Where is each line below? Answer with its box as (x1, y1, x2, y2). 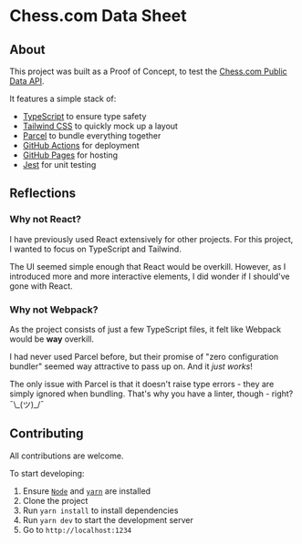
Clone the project (22, 495, 89, 506)
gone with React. (9, 280, 73, 292)
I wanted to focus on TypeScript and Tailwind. (9, 243, 182, 254)
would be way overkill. (9, 334, 94, 344)
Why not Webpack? (9, 303, 99, 315)
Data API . (9, 76, 45, 87)
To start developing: (9, 467, 85, 478)
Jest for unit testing (22, 159, 97, 169)
